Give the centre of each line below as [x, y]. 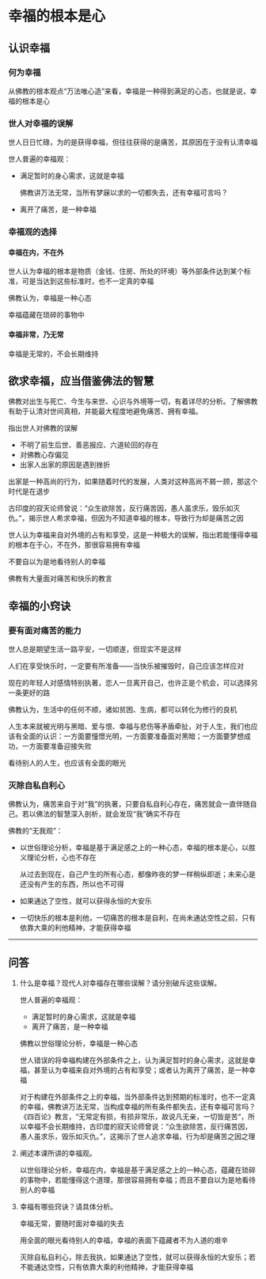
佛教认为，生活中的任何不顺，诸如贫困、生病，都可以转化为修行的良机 [123, 710]
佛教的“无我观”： [36, 831]
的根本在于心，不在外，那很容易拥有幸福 [74, 545]
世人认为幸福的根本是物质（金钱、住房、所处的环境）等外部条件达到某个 [126, 271]
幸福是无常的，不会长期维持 [53, 354]
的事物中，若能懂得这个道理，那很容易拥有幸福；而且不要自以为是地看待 [137, 1180]
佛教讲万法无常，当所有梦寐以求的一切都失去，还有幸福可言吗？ [123, 193]
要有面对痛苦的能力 [45, 630]
